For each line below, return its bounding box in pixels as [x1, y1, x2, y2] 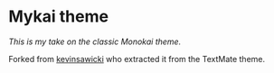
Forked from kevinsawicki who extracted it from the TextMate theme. [8, 53, 266, 64]
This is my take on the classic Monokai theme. [8, 36, 182, 47]
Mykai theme [8, 6, 109, 27]
